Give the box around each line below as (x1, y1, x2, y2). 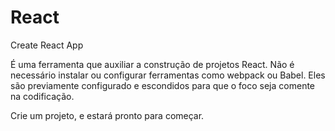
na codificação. (10, 90, 75, 102)
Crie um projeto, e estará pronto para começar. (10, 109, 205, 121)
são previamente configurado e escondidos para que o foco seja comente (10, 79, 316, 91)
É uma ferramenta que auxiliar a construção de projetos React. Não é (10, 58, 295, 70)
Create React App (10, 39, 84, 51)
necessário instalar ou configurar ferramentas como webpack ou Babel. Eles (10, 69, 326, 81)
